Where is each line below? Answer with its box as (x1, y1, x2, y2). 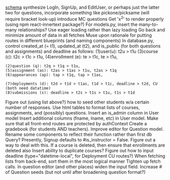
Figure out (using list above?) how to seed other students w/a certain (5, 99, 150, 105)
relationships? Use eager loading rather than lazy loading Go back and (17, 26, 165, 32)
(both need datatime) (5, 86, 51, 91)
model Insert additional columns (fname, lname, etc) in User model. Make (5, 115, 159, 121)
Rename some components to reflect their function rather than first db (5, 131, 152, 137)
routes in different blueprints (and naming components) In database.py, (5, 38, 154, 44)
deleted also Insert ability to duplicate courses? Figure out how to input (5, 147, 154, 154)
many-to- (139, 21, 158, 27)
